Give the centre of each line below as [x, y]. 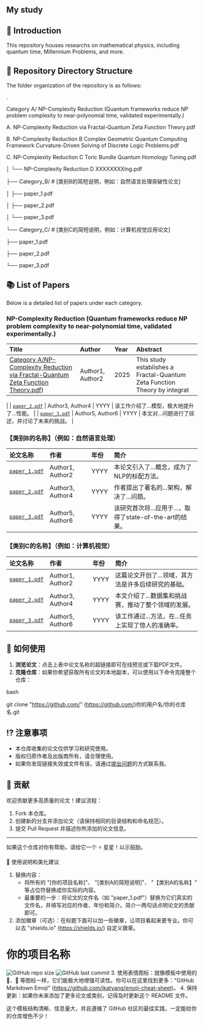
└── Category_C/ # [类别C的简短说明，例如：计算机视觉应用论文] [88, 230]
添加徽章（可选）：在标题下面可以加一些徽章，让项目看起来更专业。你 [101, 921]
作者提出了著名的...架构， [150, 488]
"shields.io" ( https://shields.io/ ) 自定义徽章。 [83, 928]
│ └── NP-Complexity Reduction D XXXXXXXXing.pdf [74, 169]
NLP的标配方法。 [138, 476]
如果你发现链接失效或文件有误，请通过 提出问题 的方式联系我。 [92, 764]
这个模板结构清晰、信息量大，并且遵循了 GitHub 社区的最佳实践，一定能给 [99, 1009]
